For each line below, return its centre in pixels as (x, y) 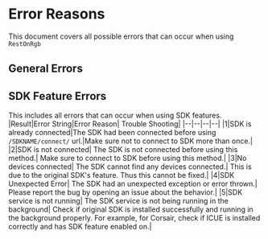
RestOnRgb (25, 44)
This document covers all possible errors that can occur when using (121, 36)
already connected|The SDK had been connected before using (112, 133)
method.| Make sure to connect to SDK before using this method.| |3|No (128, 159)
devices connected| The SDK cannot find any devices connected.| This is (130, 167)
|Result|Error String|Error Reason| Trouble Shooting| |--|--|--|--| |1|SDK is (130, 124)
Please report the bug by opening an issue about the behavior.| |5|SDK (126, 192)
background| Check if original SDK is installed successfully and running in (131, 209)
